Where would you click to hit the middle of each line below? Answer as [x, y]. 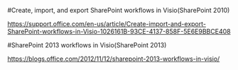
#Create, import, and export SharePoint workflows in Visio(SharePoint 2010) [119, 10]
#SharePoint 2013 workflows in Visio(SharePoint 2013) [87, 45]
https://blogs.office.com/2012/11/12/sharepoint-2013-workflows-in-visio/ [114, 59]
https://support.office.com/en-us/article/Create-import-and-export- [107, 24]
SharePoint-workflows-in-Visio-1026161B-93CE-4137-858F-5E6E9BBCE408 [119, 31]
